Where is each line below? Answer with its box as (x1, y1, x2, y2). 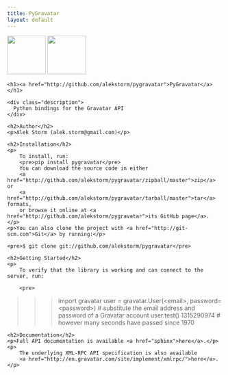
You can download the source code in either (19, 165, 149, 172)
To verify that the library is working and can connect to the (19, 266, 204, 274)
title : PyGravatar (7, 10, 60, 17)
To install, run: (19, 153, 69, 159)
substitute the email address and (103, 304, 195, 312)
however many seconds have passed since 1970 (58, 318, 195, 326)
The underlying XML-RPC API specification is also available (19, 350, 197, 357)
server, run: (7, 272, 45, 279)
